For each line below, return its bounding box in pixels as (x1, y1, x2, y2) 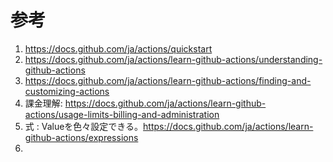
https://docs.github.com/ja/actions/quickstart (24, 42, 213, 55)
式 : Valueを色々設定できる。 (24, 120, 144, 132)
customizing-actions (24, 85, 110, 97)
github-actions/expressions (24, 131, 139, 143)
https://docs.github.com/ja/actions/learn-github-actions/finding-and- (24, 74, 312, 86)
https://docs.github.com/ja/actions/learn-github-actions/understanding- (24, 53, 323, 65)
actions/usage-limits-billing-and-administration (24, 108, 220, 120)
